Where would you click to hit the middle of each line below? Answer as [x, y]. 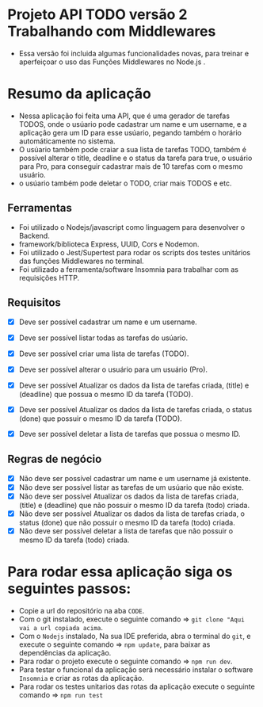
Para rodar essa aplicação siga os [120, 572]
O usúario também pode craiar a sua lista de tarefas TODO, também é [133, 149]
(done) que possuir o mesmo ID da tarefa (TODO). [101, 418]
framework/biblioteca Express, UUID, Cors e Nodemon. [109, 244]
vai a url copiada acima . [61, 627]
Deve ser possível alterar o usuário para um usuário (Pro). [113, 369]
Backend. [34, 235]
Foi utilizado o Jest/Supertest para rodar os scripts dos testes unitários [135, 252]
